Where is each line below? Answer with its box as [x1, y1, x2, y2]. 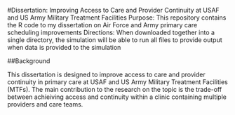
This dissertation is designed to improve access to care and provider [7, 70, 206, 79]
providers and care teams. [7, 100, 83, 108]
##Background [7, 57, 51, 65]
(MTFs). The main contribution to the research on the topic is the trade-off [7, 86, 222, 93]
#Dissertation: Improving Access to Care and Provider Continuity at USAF [7, 6, 220, 14]
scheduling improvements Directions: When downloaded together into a [7, 28, 215, 36]
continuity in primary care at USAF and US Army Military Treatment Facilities [7, 78, 228, 86]
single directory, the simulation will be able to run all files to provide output [7, 36, 222, 44]
